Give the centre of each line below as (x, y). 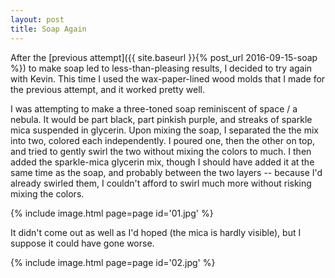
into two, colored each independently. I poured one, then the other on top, (163, 140)
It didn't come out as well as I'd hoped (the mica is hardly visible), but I (156, 232)
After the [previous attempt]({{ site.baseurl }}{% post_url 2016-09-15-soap (164, 57)
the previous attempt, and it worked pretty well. (108, 89)
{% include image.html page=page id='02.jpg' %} (113, 262)
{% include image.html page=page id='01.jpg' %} (112, 213)
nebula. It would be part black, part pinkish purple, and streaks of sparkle (161, 119)
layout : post (37, 19)
